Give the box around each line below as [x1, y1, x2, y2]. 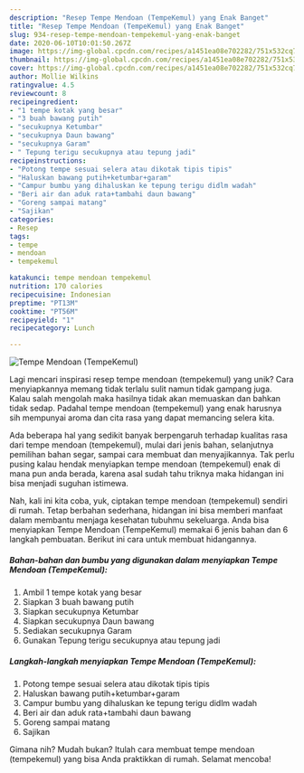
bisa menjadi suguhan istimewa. [9, 478, 129, 489]
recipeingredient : [9, 97, 79, 107]
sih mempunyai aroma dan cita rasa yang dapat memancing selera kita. [9, 412, 275, 423]
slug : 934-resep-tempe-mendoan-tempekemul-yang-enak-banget [9, 30, 242, 39]
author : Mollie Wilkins [9, 72, 100, 81]
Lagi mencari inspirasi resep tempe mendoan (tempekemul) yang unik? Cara [9, 374, 294, 385]
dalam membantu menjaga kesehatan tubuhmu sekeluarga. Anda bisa [9, 514, 270, 525]
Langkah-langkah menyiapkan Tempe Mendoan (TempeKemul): [9, 655, 256, 666]
